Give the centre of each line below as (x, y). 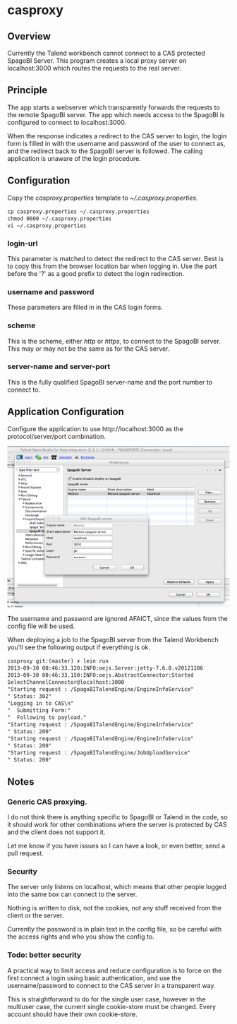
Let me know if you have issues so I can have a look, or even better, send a (116, 845)
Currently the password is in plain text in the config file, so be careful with (115, 929)
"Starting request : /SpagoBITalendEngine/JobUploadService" (99, 753)
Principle (28, 90)
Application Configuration (66, 412)
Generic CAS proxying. (47, 802)
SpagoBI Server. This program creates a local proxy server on (97, 61)
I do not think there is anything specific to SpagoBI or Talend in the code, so (117, 817)
